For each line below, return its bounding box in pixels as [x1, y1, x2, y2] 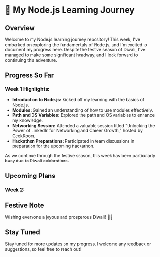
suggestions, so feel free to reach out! [5, 246, 81, 252]
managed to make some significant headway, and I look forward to [5, 52, 138, 58]
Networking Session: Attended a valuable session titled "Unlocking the [12, 122, 155, 128]
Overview [5, 24, 35, 32]
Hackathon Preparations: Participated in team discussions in [12, 138, 135, 144]
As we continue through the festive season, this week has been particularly [5, 152, 156, 158]
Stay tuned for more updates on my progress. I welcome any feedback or [5, 241, 151, 247]
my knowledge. [12, 117, 43, 123]
